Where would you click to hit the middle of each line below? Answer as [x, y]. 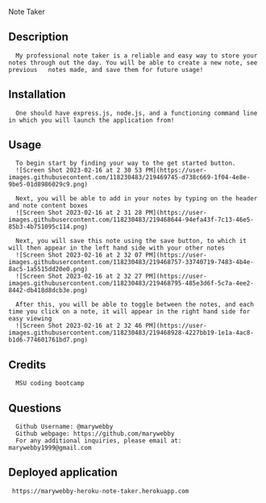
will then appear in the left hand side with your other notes [117, 248]
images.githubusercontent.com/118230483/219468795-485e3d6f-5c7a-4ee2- [131, 283]
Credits [27, 365]
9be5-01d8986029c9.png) [48, 185]
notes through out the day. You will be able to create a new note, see [133, 63]
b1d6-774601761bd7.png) [48, 340]
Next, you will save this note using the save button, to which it [131, 241]
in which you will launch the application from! [91, 120]
